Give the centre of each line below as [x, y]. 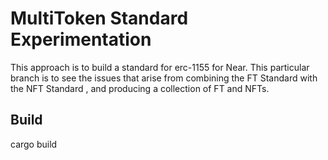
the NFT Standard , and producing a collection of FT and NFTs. [140, 88]
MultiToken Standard [99, 18]
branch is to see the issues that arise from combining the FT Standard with [164, 78]
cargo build [34, 144]
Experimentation [81, 39]
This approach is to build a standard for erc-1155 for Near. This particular [160, 67]
